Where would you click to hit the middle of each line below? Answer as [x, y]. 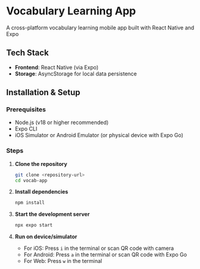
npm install [30, 203]
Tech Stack [27, 53]
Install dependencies [41, 192]
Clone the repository [41, 164]
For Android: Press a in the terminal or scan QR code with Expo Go [105, 255]
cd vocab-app [31, 180]
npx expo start [34, 225]
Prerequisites [26, 110]
